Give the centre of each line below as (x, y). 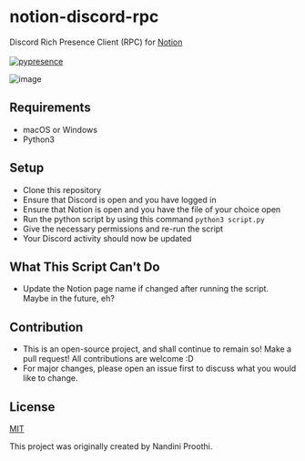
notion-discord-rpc (84, 17)
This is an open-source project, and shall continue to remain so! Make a (157, 349)
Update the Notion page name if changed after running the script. (146, 289)
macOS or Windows (60, 129)
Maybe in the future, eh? (69, 299)
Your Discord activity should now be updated (107, 238)
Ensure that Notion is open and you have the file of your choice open (152, 209)
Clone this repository (62, 190)
